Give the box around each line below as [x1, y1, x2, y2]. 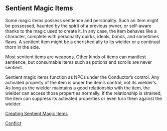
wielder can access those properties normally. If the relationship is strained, [5, 90, 162, 96]
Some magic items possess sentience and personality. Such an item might [5, 17, 159, 23]
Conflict [5, 120, 22, 126]
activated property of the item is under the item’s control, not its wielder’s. [5, 79, 158, 85]
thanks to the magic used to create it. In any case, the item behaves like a [5, 28, 157, 34]
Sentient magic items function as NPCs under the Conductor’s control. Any [5, 74, 159, 80]
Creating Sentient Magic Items [5, 110, 68, 116]
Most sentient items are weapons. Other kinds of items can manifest [5, 54, 146, 60]
